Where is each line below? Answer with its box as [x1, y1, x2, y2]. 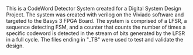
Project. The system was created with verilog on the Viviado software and [6, 11, 184, 18]
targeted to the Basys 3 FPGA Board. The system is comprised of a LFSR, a [6, 18, 187, 24]
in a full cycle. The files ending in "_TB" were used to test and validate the [6, 36, 184, 43]
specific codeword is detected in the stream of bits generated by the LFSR [6, 30, 185, 37]
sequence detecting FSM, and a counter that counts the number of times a [6, 23, 186, 30]
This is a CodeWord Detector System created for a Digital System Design [6, 5, 181, 12]
